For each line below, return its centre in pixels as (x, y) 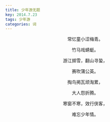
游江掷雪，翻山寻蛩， (85, 61)
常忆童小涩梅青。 (85, 39)
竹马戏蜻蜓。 (85, 50)
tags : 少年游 (18, 19)
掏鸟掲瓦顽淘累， (85, 82)
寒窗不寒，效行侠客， (85, 104)
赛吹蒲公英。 (85, 71)
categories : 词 (21, 24)
